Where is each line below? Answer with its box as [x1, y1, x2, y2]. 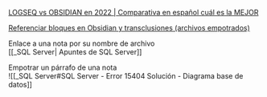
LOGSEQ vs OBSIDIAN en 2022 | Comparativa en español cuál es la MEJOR [8, 8, 259, 17]
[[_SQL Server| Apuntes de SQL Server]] [8, 47, 142, 56]
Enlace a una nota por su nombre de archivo [8, 38, 155, 48]
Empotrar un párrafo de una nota [8, 63, 117, 72]
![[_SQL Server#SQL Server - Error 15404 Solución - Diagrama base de [8, 71, 244, 80]
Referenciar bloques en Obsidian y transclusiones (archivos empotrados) [8, 23, 251, 32]
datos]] [8, 80, 32, 89]
